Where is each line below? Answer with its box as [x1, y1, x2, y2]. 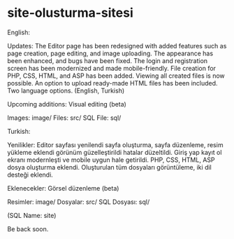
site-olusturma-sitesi [7, 5, 134, 21]
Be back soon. [7, 224, 49, 233]
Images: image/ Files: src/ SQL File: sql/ [7, 114, 122, 122]
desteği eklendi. [7, 170, 54, 179]
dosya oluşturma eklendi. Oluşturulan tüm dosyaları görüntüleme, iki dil [7, 163, 212, 171]
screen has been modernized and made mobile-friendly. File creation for [7, 64, 217, 72]
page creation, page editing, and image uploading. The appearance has [7, 49, 214, 57]
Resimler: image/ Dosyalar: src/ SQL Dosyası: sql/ [7, 198, 150, 206]
